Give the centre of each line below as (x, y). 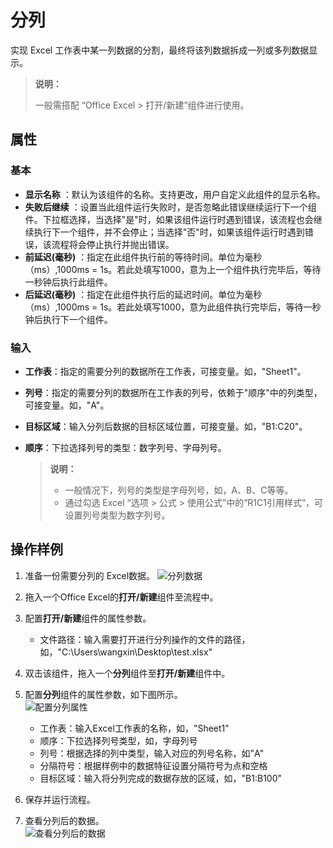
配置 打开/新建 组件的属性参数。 (88, 618)
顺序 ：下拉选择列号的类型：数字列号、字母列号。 (125, 447)
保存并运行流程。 (60, 799)
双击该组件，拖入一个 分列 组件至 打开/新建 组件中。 (127, 673)
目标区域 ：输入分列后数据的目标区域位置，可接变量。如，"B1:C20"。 (166, 426)
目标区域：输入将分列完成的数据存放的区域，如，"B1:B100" (161, 778)
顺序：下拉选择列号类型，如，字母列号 (118, 740)
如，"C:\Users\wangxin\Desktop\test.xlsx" (126, 652)
